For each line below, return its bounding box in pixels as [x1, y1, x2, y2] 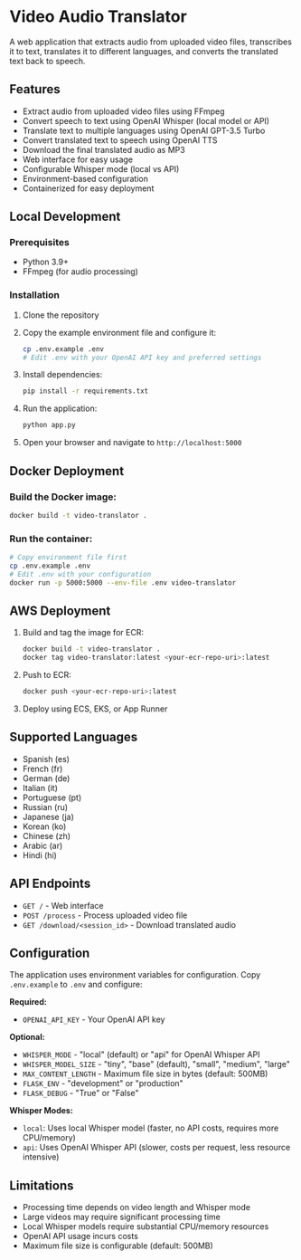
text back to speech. [9, 55, 86, 66]
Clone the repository [22, 310, 99, 320]
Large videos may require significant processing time [22, 1211, 221, 1223]
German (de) [22, 772, 71, 784]
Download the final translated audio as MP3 [22, 144, 185, 155]
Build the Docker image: [9, 491, 118, 503]
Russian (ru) [22, 801, 69, 812]
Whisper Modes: [9, 1105, 74, 1116]
